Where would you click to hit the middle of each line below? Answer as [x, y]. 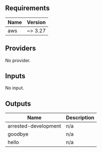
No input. [15, 88]
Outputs [18, 103]
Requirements [27, 8]
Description [80, 118]
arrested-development [34, 126]
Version [36, 22]
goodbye [18, 134]
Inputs [15, 76]
